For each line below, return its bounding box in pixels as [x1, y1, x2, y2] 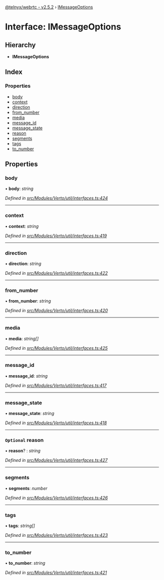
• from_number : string [5, 298, 51, 304]
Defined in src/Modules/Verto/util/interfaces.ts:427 [5, 458, 108, 463]
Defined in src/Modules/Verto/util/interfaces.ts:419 [5, 233, 107, 239]
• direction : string [5, 261, 41, 266]
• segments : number [5, 485, 48, 491]
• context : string [5, 223, 39, 229]
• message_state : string [5, 411, 55, 416]
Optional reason [5, 437, 44, 444]
